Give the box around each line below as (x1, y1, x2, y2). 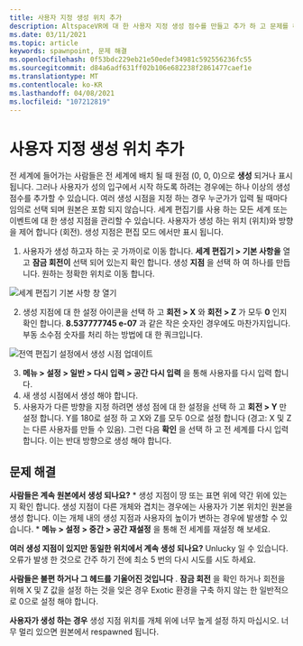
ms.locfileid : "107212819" (9, 97, 111, 106)
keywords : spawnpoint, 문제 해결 (9, 47, 128, 56)
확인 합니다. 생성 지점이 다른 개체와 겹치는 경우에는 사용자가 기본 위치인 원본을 (18, 502, 293, 512)
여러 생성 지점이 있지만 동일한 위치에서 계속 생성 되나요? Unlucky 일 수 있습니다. (9, 543, 289, 554)
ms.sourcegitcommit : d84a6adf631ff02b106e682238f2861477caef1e (9, 64, 252, 73)
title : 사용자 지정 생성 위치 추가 (9, 13, 123, 23)
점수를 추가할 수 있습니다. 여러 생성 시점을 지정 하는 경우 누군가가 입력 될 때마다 (9, 193, 289, 204)
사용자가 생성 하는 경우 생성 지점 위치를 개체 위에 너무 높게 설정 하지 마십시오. (9, 615, 280, 626)
